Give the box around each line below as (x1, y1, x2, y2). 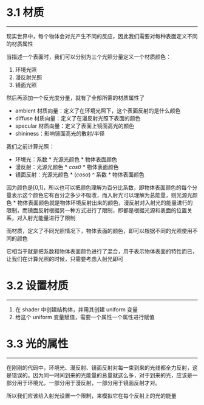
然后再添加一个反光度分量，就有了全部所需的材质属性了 (6, 94, 144, 101)
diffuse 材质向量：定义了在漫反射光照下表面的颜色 (15, 114, 141, 122)
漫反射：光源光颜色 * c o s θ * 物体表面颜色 (15, 163, 120, 170)
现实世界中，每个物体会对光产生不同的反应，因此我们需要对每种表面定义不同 (6, 32, 198, 40)
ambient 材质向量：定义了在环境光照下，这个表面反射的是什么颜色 (15, 107, 181, 114)
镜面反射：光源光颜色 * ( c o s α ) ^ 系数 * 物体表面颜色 (15, 171, 144, 178)
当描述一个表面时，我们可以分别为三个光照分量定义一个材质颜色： (6, 53, 171, 60)
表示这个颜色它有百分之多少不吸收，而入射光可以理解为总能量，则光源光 (11, 191, 192, 198)
